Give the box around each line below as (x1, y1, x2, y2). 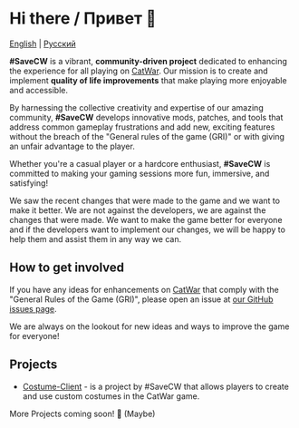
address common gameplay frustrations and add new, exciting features (9, 122, 275, 132)
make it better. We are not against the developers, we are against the (9, 204, 266, 216)
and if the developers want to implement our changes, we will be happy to (9, 224, 285, 235)
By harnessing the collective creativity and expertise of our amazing (9, 102, 265, 112)
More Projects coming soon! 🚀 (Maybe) (9, 408, 156, 419)
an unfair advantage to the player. (9, 141, 136, 151)
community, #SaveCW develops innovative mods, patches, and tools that (9, 112, 284, 122)
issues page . (9, 303, 57, 314)
